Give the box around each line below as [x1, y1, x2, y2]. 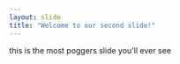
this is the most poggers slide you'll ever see [9, 45, 172, 55]
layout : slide [9, 12, 62, 22]
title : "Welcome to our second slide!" [9, 21, 156, 30]
